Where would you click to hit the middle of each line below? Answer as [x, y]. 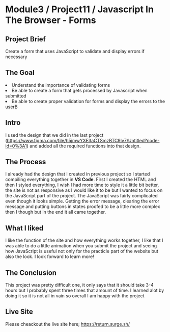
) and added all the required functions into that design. [84, 146]
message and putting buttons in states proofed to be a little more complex [83, 207]
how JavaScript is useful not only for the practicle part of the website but [82, 251]
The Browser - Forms [51, 20]
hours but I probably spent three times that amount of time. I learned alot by [85, 290]
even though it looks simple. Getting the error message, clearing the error [82, 201]
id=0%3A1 [16, 146]
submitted [16, 96]
